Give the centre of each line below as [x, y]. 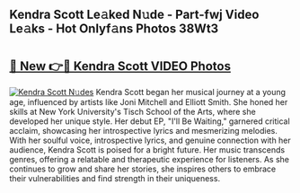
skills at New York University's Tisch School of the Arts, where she [132, 112]
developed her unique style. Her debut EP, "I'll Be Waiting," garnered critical [150, 121]
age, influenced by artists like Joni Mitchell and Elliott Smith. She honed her [149, 102]
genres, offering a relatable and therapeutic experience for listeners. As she [150, 159]
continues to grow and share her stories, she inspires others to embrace [143, 169]
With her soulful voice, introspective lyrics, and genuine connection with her [150, 140]
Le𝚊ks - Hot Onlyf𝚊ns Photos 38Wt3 [114, 29]
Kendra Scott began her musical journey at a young [190, 92]
